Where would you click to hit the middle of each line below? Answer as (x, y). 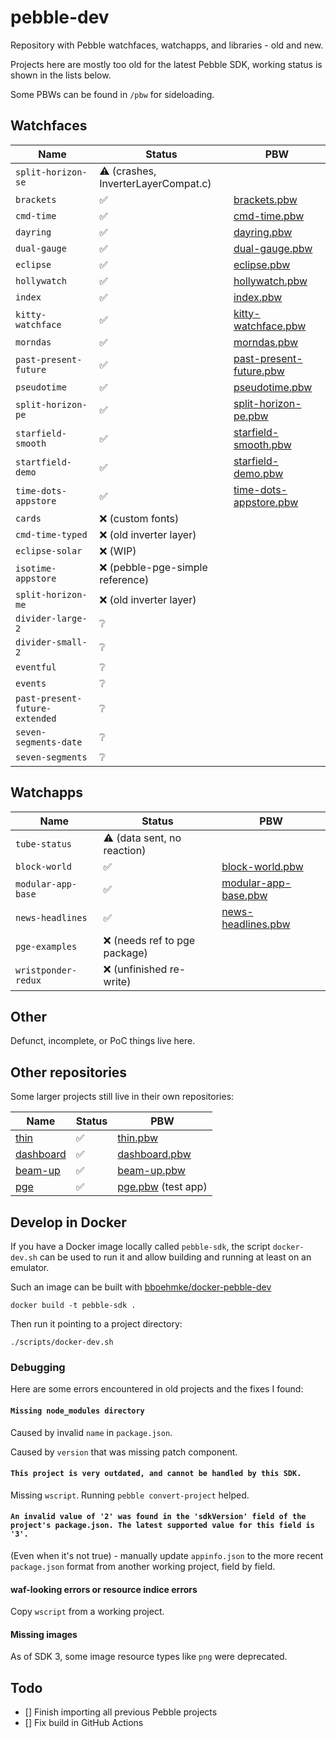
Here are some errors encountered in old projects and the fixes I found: (157, 1389)
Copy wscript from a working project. (87, 1612)
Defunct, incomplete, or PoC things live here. (103, 1041)
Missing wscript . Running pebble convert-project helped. (130, 1495)
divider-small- (51, 642)
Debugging (38, 1367)
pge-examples (46, 946)
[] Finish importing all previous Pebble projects (121, 1712)
